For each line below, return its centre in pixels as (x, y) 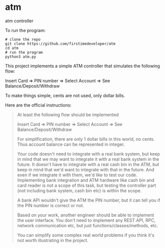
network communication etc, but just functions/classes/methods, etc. (88, 225)
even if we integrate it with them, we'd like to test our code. (77, 175)
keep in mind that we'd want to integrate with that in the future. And (85, 169)
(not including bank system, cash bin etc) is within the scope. (79, 190)
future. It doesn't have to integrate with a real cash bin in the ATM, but (88, 164)
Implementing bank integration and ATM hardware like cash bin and (86, 180)
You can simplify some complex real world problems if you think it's (86, 235)
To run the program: (25, 30)
